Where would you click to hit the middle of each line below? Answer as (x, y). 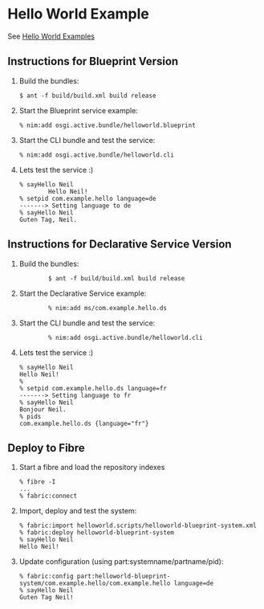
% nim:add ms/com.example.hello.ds (108, 308)
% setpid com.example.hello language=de (87, 198)
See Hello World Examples (51, 36)
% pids (30, 416)
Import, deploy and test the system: (78, 511)
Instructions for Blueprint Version (93, 61)
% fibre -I (37, 482)
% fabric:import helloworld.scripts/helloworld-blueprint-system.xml (138, 526)
